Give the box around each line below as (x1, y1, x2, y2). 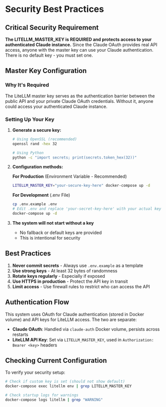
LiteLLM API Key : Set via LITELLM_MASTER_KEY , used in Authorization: (12, 336, 154, 342)
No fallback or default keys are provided (19, 230, 102, 236)
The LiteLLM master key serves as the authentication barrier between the (5, 93, 155, 99)
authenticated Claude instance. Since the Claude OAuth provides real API (5, 42, 158, 48)
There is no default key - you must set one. (5, 52, 93, 58)
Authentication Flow (5, 298, 69, 307)
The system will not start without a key (12, 220, 94, 226)
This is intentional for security (19, 235, 81, 241)
